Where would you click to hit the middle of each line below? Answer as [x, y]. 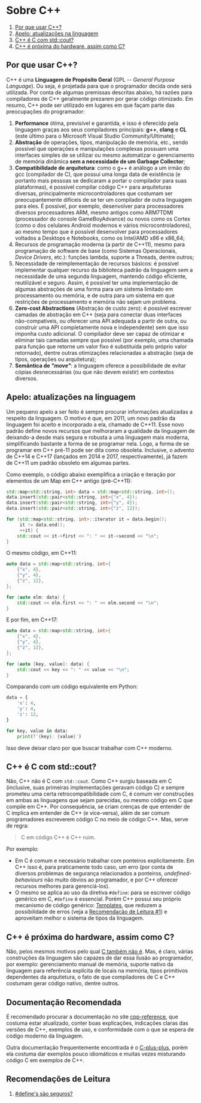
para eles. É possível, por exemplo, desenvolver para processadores [99, 206]
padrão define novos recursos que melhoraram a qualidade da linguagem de [100, 431]
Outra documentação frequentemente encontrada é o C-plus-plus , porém [97, 1047]
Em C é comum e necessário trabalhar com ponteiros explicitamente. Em [104, 861]
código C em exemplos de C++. [45, 1060]
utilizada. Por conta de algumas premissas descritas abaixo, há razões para [99, 92]
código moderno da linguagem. [45, 1036]
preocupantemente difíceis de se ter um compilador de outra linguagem [103, 199]
